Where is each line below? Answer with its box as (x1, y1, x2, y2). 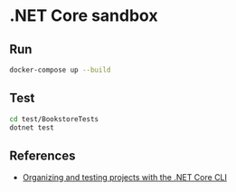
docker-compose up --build (9, 65, 111, 74)
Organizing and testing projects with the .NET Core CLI (22, 172, 228, 183)
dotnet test (9, 123, 54, 132)
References (9, 148, 76, 163)
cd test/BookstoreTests (9, 114, 99, 123)
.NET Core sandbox (9, 5, 158, 26)
